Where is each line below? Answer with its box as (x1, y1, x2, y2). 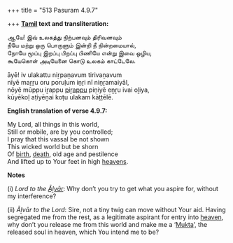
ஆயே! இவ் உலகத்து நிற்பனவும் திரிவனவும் (7, 33, 122, 41)
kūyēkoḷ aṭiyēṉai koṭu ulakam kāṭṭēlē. (7, 93, 114, 101)
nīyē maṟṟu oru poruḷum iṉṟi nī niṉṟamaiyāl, (7, 78, 129, 86)
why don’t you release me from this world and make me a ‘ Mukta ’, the (7, 221, 208, 228)
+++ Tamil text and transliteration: (7, 20, 109, 27)
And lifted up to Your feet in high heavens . (7, 158, 129, 165)
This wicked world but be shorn (7, 143, 99, 151)
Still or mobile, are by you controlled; (7, 127, 113, 136)
